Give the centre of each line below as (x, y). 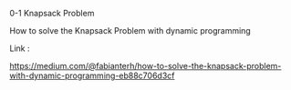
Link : (20, 48)
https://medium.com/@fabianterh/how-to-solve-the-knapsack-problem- (145, 66)
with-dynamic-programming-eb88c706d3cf (92, 75)
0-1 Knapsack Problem (52, 13)
